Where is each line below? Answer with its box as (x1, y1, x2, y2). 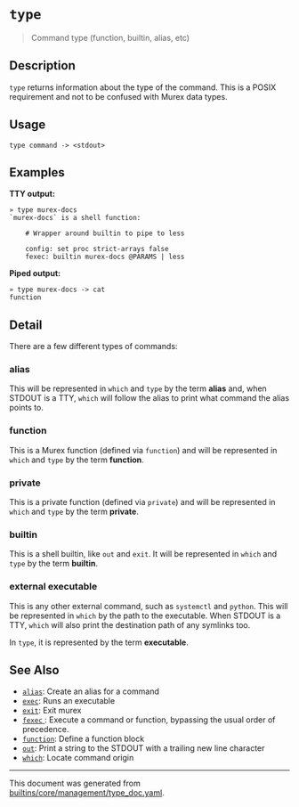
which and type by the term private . (9, 506, 140, 518)
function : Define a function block (21, 733, 145, 745)
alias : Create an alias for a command (21, 686, 160, 697)
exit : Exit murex (21, 705, 82, 716)
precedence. (21, 724, 69, 735)
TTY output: (9, 189, 56, 200)
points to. (9, 403, 44, 413)
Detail (9, 317, 43, 332)
